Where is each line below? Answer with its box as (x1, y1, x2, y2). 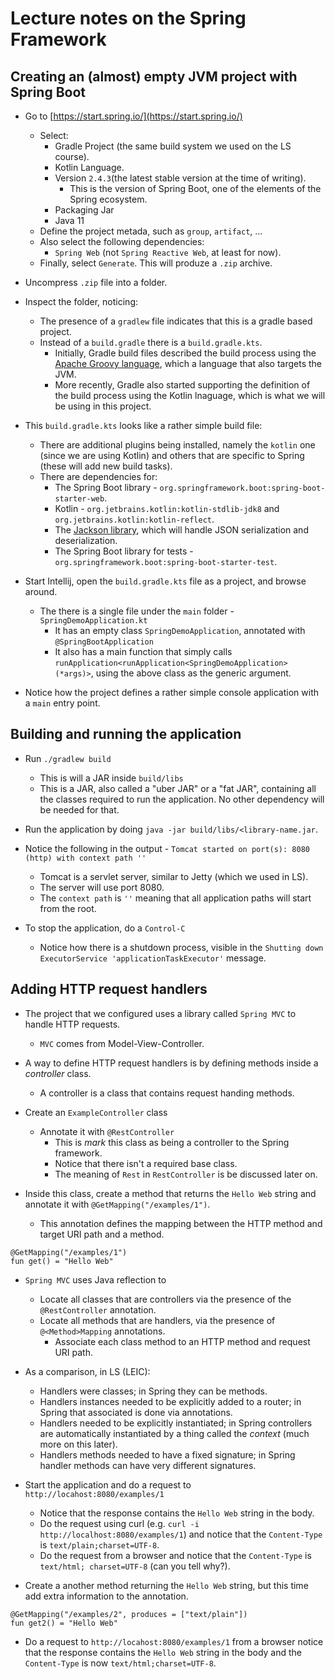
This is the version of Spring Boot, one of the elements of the (69, 183, 322, 194)
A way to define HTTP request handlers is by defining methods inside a (24, 1057, 319, 1069)
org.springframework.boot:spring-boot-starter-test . (54, 556, 278, 567)
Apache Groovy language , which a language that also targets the (54, 358, 323, 369)
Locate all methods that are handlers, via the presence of (39, 1314, 276, 1326)
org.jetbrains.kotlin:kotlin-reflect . (54, 513, 215, 525)
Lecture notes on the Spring (10, 7, 247, 30)
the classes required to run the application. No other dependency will (39, 793, 325, 805)
